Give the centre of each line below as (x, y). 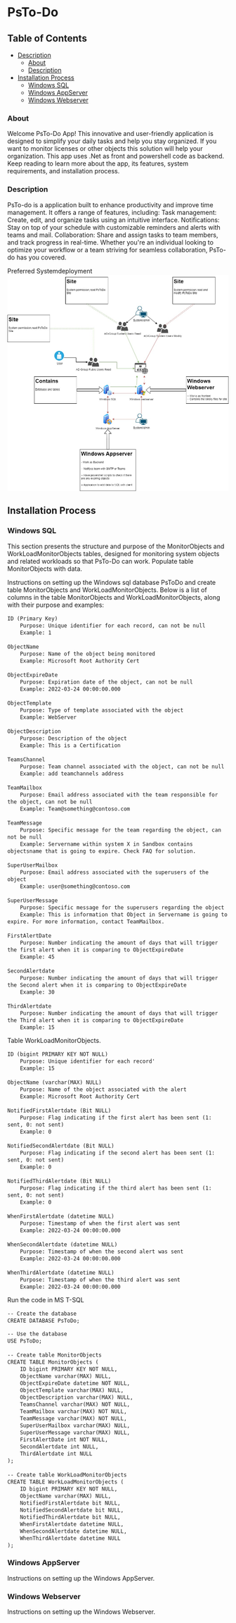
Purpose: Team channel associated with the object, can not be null (122, 766)
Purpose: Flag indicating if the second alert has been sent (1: (118, 1153)
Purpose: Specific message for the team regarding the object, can (120, 830)
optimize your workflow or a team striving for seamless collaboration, (107, 249)
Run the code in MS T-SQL (46, 1300)
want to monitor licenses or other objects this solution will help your (105, 149)
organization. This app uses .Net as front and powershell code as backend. (116, 156)
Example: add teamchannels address (72, 773)
